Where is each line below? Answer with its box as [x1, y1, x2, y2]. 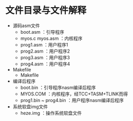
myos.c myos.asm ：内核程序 [20, 35, 83, 41]
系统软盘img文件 [12, 103, 48, 110]
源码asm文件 [12, 22, 40, 29]
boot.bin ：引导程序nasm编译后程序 [20, 84, 96, 90]
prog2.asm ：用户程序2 [20, 48, 70, 54]
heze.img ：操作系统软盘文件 [20, 110, 82, 116]
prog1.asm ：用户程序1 [20, 41, 68, 47]
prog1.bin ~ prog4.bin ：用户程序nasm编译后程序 [20, 97, 124, 103]
